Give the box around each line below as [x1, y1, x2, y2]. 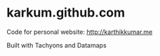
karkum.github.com [6, 5, 126, 21]
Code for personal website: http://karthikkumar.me [6, 28, 153, 36]
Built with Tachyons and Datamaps [6, 41, 107, 49]
